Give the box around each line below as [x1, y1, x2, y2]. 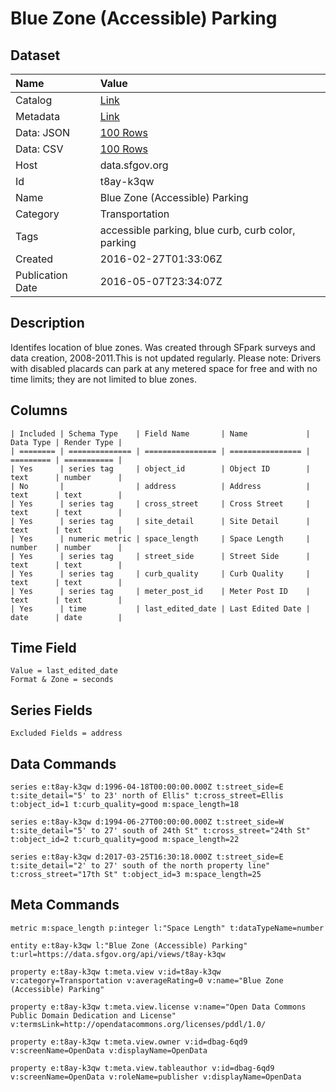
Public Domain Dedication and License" [10, 1010, 177, 1021]
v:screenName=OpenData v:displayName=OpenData [10, 1045, 208, 1056]
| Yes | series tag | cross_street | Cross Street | [10, 498, 311, 509]
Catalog [15, 93, 53, 107]
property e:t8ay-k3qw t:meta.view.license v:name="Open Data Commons [10, 1002, 307, 1012]
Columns [10, 402, 68, 419]
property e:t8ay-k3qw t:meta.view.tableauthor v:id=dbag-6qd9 [10, 1063, 275, 1073]
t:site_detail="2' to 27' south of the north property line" [10, 861, 271, 871]
